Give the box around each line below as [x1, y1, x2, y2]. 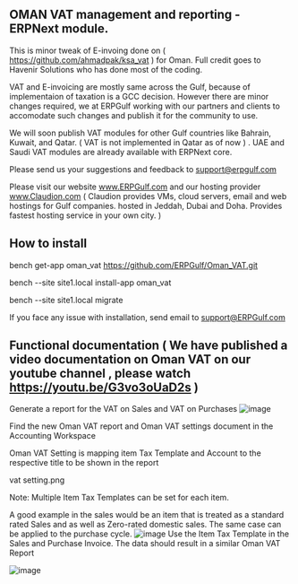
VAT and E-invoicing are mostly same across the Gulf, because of [9, 81, 251, 92]
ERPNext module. [9, 22, 109, 37]
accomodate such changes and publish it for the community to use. [9, 109, 259, 120]
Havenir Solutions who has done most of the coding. [9, 64, 203, 74]
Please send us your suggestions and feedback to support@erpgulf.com [9, 163, 277, 174]
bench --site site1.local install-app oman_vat [9, 277, 172, 288]
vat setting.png [9, 475, 65, 485]
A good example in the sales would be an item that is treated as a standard [9, 510, 285, 520]
